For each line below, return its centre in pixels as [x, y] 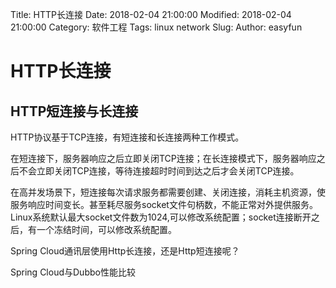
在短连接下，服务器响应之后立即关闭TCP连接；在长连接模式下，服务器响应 [163, 158]
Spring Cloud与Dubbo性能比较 [73, 272]
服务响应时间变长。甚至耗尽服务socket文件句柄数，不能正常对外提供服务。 [164, 204]
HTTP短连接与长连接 [74, 111]
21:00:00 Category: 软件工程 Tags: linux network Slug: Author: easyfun [156, 27]
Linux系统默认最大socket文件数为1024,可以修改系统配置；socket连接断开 [161, 217]
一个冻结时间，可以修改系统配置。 [106, 229]
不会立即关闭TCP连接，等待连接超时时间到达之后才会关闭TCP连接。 [159, 171]
